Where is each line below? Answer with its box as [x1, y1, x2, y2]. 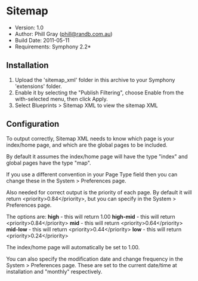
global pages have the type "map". [6, 159, 91, 166]
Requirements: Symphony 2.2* [14, 43, 91, 50]
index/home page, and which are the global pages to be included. [6, 141, 168, 148]
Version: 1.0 [14, 24, 44, 31]
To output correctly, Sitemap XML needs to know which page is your [6, 135, 175, 142]
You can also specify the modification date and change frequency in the [6, 255, 183, 262]
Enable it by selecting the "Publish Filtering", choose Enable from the [14, 88, 184, 96]
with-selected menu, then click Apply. [14, 95, 109, 102]
